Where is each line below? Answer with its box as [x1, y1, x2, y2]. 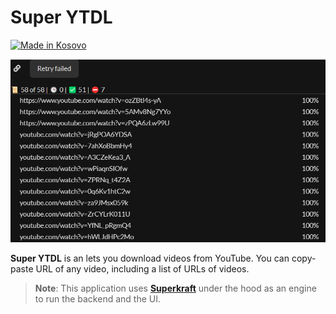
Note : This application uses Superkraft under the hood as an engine [34, 282, 317, 295]
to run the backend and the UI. [34, 293, 161, 305]
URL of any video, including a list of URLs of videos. [35, 263, 250, 275]
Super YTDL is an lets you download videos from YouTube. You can [10, 252, 290, 265]
